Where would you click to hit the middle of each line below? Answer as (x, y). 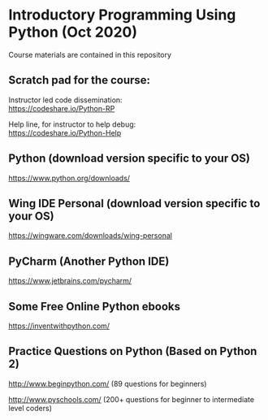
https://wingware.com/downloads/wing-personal (91, 236)
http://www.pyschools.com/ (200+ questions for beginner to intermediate (131, 399)
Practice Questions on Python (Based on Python (133, 351)
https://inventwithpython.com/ (59, 326)
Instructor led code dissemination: (66, 100)
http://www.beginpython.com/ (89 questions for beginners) (108, 383)
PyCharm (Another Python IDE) (89, 261)
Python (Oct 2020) (73, 32)
